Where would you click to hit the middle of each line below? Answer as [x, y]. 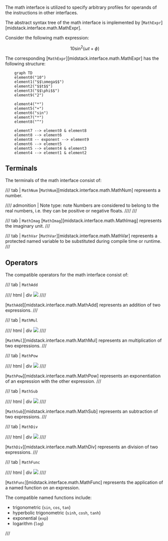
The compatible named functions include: [48, 498]
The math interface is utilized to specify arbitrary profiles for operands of [81, 7]
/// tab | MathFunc [23, 462]
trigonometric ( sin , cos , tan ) [42, 508]
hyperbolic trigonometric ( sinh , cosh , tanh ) [57, 513]
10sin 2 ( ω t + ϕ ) [85, 48]
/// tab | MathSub [21, 391]
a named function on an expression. [42, 488]
